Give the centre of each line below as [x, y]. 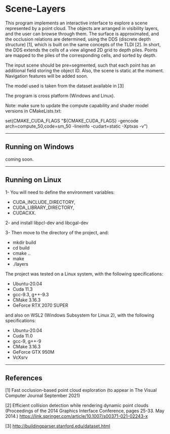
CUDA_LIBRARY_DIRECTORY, [43, 207]
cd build [21, 247]
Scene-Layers [35, 9]
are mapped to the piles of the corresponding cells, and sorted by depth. [81, 55]
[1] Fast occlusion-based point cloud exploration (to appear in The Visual [81, 390]
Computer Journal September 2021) [43, 396]
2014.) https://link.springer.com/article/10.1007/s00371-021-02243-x [77, 416]
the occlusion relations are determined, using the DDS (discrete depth [78, 39]
